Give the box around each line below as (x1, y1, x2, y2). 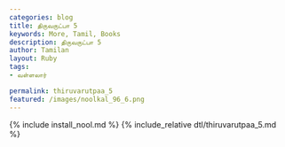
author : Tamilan (9, 46, 69, 55)
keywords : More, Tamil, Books (9, 29, 122, 38)
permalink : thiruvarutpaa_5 (9, 86, 114, 96)
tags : (9, 63, 29, 72)
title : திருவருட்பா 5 (9, 21, 78, 30)
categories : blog (9, 12, 74, 22)
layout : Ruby (9, 54, 58, 63)
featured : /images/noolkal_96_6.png (9, 95, 145, 104)
